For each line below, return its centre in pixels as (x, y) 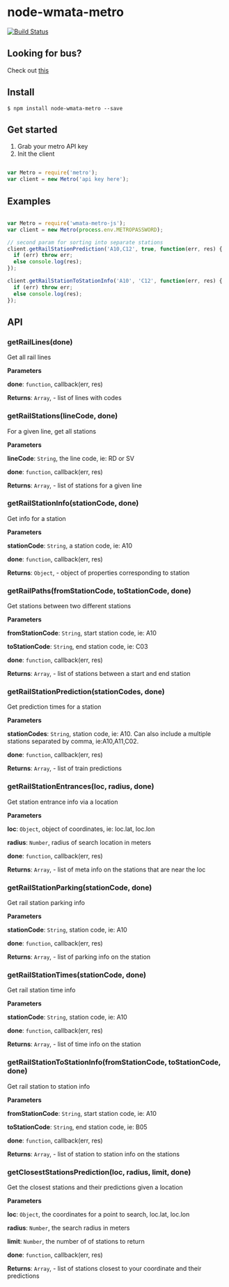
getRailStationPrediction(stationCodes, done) (86, 692)
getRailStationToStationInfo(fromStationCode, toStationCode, (114, 1062)
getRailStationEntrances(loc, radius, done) (81, 786)
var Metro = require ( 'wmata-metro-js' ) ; (67, 223)
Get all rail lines (29, 358)
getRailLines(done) (40, 341)
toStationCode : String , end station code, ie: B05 (77, 1127)
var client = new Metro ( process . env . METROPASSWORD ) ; (85, 230)
